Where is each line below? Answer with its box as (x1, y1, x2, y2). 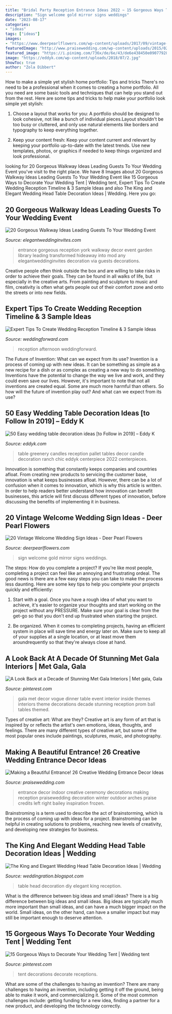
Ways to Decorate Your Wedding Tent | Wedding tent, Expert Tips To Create (5, 180, 165, 186)
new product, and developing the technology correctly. (5, 1003, 121, 1009)
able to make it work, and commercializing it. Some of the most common (5, 991, 158, 998)
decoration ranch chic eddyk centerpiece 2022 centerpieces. (17, 456, 148, 462)
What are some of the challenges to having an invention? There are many (5, 981, 160, 987)
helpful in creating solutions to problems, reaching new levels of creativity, (5, 821, 162, 827)
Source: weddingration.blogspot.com (5, 873, 84, 879)
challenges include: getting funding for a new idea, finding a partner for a (5, 997, 160, 1003)
